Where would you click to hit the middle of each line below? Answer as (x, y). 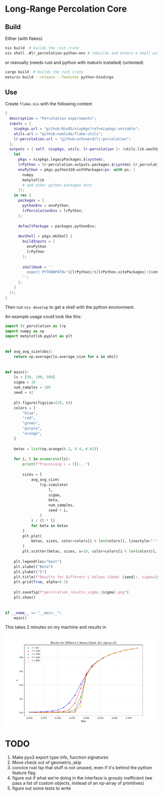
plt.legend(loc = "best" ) (38, 561)
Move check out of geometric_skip (47, 762)
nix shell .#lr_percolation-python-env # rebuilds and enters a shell (78, 53)
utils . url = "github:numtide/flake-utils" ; (58, 134)
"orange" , (32, 434)
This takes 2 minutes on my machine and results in (56, 627)
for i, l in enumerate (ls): (42, 459)
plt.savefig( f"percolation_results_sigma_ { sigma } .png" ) (72, 593)
